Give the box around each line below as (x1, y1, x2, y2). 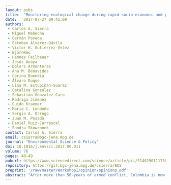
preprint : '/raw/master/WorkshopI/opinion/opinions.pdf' (5, 168, 129, 173)
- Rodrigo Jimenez (7, 97, 47, 102)
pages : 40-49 (5, 154, 33, 159)
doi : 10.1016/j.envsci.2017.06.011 (5, 144, 81, 150)
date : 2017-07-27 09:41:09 (5, 17, 67, 22)
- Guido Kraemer (7, 102, 42, 107)
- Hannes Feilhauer (7, 54, 49, 60)
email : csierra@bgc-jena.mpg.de (5, 135, 74, 140)
